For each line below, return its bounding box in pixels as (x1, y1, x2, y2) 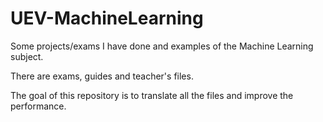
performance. (10, 100, 67, 112)
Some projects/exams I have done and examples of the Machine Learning (10, 40, 314, 52)
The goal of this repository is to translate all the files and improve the (10, 89, 294, 101)
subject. (10, 50, 44, 62)
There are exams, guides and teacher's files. (10, 70, 194, 82)
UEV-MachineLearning (10, 7, 204, 30)
